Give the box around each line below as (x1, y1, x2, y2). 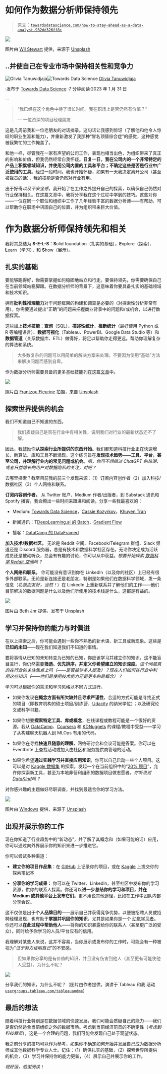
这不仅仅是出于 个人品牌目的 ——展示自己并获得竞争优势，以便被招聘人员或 (5, 909, 157, 915)
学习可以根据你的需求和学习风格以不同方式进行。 (5, 684, 105, 690)
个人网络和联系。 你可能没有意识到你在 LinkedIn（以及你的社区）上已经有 (5, 570, 155, 575)
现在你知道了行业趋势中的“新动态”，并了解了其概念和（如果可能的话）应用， (5, 836, 161, 842)
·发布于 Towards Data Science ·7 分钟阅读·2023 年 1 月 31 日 (5, 85, 127, 92)
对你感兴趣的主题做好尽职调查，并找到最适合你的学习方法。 (5, 787, 127, 792)
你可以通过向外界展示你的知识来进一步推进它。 (5, 842, 101, 848)
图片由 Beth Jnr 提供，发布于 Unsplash (5, 608, 85, 614)
